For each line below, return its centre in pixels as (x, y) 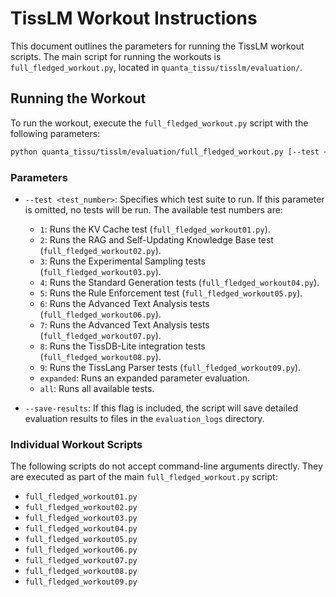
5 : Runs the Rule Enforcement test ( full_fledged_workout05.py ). (171, 293)
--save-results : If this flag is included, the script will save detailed (161, 408)
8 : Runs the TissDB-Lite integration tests (122, 346)
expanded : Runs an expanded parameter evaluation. (145, 378)
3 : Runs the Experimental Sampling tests (122, 261)
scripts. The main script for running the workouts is (116, 56)
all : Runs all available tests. (97, 388)
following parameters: (55, 133)
